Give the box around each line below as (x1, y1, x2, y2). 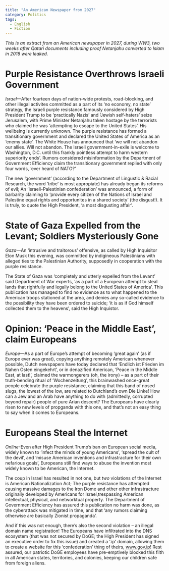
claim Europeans (5, 334, 77, 345)
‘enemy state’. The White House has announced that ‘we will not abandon (5, 139, 158, 145)
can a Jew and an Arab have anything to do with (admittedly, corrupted (5, 393, 153, 399)
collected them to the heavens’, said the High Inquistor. (5, 305, 120, 311)
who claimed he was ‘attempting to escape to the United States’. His (5, 123, 147, 129)
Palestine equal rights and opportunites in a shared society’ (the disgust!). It (5, 197, 163, 203)
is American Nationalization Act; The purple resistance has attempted (5, 480, 150, 486)
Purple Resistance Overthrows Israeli (5, 69, 164, 80)
